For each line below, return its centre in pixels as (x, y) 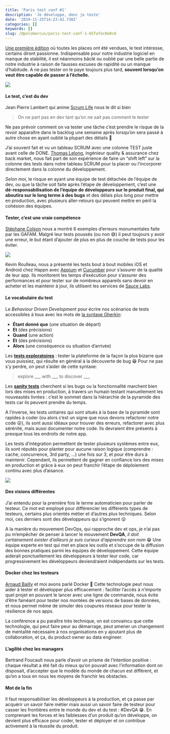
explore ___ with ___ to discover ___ (54, 376)
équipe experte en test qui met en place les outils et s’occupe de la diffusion (85, 545)
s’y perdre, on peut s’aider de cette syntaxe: (51, 366)
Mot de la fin (18, 688)
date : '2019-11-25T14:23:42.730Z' (42, 19)
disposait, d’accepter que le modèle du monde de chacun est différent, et (82, 671)
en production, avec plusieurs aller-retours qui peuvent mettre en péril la (81, 201)
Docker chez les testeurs (32, 573)
